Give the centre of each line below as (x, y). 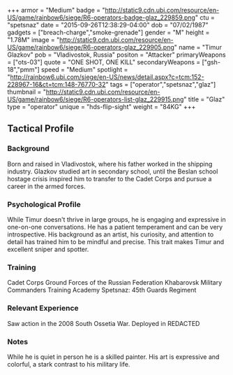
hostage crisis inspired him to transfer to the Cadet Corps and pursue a (110, 178)
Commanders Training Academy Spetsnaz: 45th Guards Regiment (102, 290)
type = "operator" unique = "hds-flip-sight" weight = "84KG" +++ (102, 107)
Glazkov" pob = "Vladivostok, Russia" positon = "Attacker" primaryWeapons (116, 55)
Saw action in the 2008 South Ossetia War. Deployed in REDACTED (104, 323)
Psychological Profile (44, 204)
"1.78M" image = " (33, 40)
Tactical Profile (41, 129)
